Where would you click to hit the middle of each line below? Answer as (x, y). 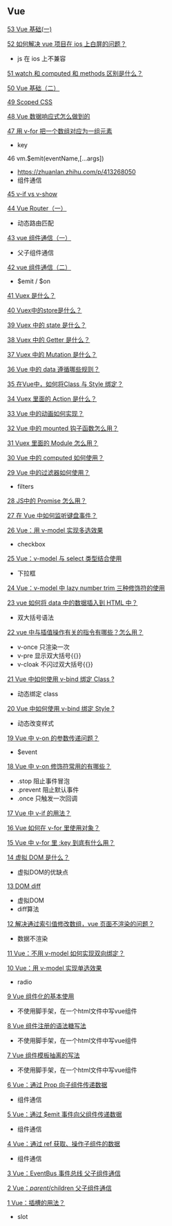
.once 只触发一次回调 (47, 798)
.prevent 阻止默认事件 (48, 789)
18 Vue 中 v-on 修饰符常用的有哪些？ (59, 766)
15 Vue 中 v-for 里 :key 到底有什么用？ (61, 842)
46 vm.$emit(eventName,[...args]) (56, 158)
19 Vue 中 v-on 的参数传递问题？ (53, 738)
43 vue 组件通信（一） (39, 237)
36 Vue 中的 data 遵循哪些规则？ (54, 369)
